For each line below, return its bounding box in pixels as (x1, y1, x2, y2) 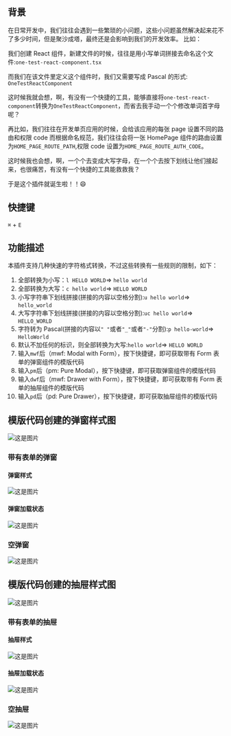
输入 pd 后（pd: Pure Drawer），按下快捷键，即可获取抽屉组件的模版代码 (17, 392, 218, 400)
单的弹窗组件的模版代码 (17, 358, 84, 366)
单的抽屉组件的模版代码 (17, 384, 84, 392)
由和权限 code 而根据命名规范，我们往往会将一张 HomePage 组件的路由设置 (8, 133, 222, 141)
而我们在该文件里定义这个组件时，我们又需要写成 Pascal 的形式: (8, 72, 188, 80)
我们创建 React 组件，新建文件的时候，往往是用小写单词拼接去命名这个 (8, 49, 208, 57)
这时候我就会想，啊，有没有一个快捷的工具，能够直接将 (8, 93, 164, 101)
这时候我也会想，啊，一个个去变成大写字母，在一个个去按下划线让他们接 (8, 157, 212, 165)
